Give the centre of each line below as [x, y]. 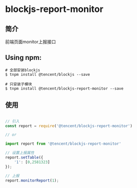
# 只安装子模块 [19, 84]
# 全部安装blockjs [23, 70]
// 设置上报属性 [20, 153]
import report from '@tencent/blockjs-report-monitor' [63, 144]
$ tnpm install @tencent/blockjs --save [48, 74]
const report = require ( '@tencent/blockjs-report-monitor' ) [69, 126]
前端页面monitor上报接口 [31, 42]
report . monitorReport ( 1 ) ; [32, 181]
